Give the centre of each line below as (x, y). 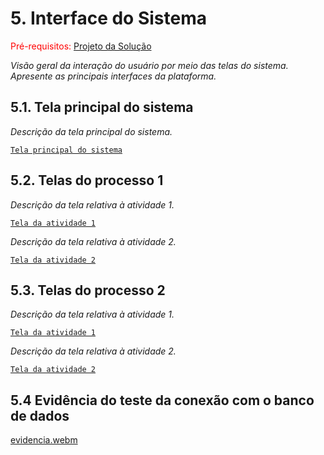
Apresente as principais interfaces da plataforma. (113, 76)
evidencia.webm (44, 440)
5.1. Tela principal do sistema (102, 107)
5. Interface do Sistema (108, 18)
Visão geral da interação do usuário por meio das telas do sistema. (149, 65)
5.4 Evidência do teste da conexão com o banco (162, 400)
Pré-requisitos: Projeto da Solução (81, 46)
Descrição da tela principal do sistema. (91, 131)
